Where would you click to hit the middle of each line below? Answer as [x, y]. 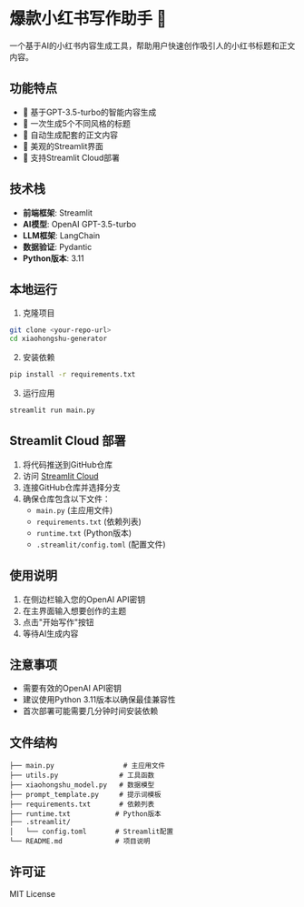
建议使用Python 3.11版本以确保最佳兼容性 [99, 700]
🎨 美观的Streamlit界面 [63, 146]
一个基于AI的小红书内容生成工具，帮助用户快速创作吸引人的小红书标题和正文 [152, 45]
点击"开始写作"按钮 [58, 622]
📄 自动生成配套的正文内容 [70, 135]
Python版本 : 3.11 [53, 258]
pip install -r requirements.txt [73, 375]
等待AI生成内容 [50, 633]
